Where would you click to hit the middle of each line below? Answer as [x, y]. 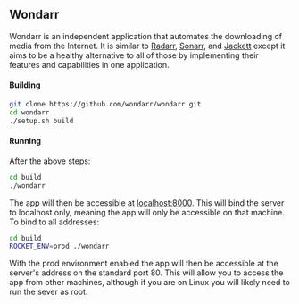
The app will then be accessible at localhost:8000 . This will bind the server [147, 203]
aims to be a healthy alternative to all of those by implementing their [134, 55]
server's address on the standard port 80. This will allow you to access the [146, 273]
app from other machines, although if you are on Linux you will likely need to [149, 283]
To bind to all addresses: [54, 222]
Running [25, 141]
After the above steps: [50, 161]
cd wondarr [29, 112]
